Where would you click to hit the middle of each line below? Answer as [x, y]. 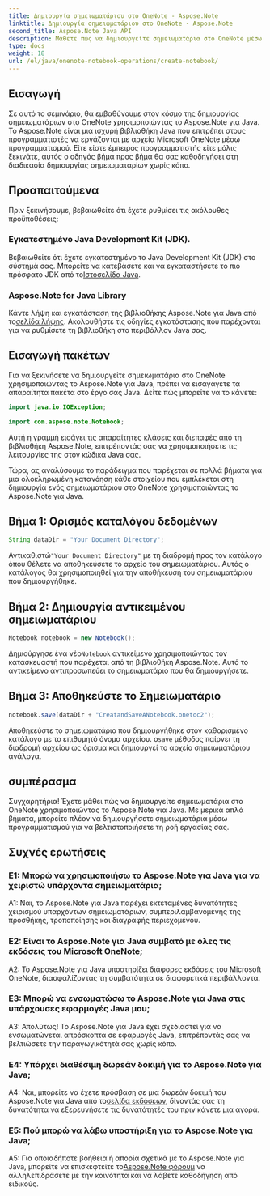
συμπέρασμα [42, 782]
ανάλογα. [25, 756]
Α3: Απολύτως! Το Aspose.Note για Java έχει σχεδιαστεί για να [115, 1026]
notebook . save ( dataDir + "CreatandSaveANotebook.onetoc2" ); [112, 715]
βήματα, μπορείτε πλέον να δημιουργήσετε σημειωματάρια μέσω [118, 818]
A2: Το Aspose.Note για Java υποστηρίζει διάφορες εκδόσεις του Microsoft [135, 969]
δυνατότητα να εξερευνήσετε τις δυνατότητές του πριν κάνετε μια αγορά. [134, 1109]
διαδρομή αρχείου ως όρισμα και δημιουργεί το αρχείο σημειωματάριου [129, 747]
